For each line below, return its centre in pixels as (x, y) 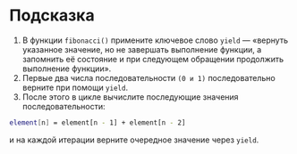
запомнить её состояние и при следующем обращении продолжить (153, 59)
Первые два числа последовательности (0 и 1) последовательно (148, 77)
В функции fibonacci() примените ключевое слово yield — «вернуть (155, 40)
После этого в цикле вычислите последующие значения (130, 97)
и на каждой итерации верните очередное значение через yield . (134, 140)
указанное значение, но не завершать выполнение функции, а (142, 49)
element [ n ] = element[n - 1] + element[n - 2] (98, 122)
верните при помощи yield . (75, 87)
